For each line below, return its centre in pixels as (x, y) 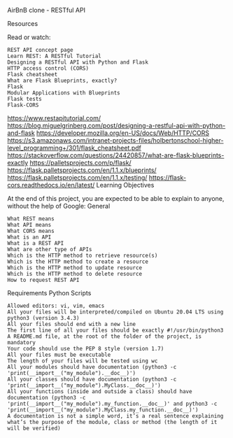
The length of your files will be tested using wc (83, 361)
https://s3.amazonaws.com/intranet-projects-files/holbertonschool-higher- (115, 140)
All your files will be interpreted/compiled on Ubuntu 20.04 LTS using (115, 312)
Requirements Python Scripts (49, 293)
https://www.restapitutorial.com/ (54, 118)
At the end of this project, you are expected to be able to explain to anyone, (116, 198)
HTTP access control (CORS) (48, 69)
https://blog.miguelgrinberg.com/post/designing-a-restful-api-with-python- (116, 126)
